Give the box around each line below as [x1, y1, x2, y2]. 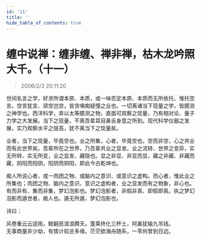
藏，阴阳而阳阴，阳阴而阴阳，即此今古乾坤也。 [6, 159, 121, 167]
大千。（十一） [6, 62, 75, 76]
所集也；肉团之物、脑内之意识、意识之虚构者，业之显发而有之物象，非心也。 [6, 180, 195, 187]
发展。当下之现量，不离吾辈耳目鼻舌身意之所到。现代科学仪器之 [26, 117, 184, 124]
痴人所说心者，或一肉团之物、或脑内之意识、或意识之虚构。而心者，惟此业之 [6, 173, 195, 180]
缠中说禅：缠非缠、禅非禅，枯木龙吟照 [6, 47, 196, 61]
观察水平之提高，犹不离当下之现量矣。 [26, 125, 121, 132]
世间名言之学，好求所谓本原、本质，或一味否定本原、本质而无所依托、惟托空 [6, 95, 195, 102]
